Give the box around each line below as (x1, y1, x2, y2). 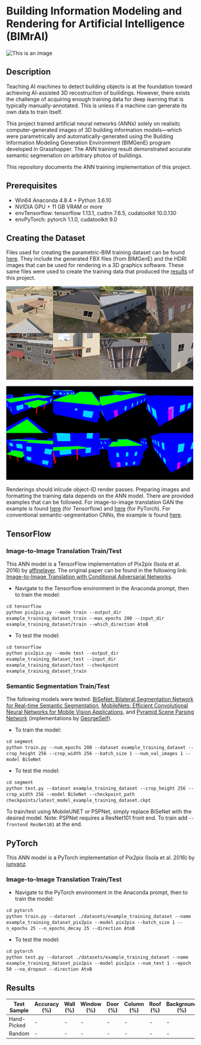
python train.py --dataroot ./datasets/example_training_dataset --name (6, 914, 191, 920)
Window (80, 1000, 102, 1007)
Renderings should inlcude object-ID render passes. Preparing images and (6, 486, 190, 493)
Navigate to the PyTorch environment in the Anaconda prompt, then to (14, 889, 188, 896)
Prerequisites (6, 181, 57, 191)
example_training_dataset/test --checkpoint (6, 662, 119, 669)
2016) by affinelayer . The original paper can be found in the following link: (6, 567, 188, 574)
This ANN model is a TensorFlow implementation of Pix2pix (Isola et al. (6, 560, 181, 567)
